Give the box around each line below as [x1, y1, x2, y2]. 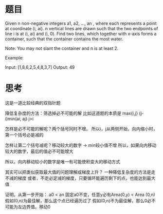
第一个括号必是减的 [5, 132, 44, 137]
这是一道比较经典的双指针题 [5, 100, 61, 106]
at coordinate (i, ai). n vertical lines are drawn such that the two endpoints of [5, 25, 158, 31]
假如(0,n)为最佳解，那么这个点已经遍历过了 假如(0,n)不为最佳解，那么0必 [5, 197, 152, 203]
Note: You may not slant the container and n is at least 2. [5, 45, 119, 51]
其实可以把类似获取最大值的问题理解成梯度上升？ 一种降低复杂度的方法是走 [5, 169, 156, 175]
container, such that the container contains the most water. [5, 36, 123, 41]
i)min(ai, [5, 116, 21, 121]
